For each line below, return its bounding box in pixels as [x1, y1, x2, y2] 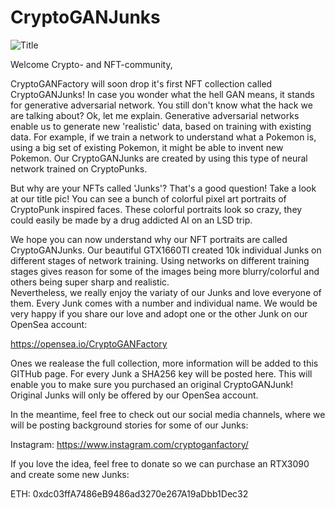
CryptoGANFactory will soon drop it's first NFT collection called [10, 77, 273, 90]
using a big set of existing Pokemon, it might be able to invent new [10, 141, 284, 153]
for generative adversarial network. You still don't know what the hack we [10, 99, 313, 111]
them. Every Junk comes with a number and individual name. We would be [10, 297, 318, 309]
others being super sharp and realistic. [10, 276, 170, 288]
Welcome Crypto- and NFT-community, [10, 58, 173, 70]
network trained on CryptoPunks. [10, 162, 148, 175]
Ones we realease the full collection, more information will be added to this [10, 357, 319, 369]
